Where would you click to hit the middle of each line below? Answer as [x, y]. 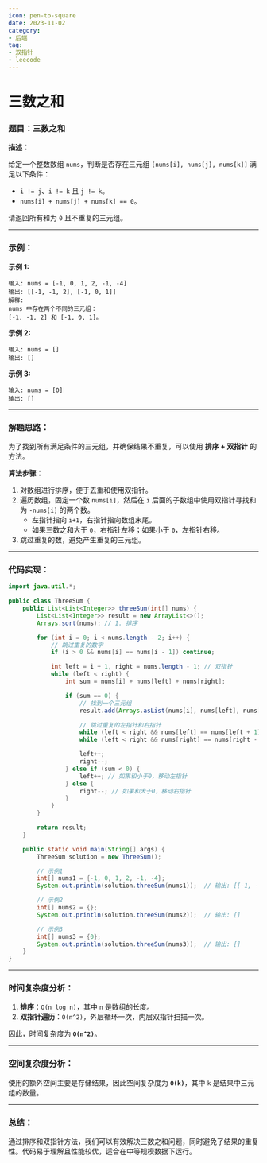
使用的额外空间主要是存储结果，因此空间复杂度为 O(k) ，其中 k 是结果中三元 [132, 1083]
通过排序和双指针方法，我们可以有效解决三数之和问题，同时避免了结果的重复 [133, 1142]
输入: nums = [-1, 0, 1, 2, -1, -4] [68, 283]
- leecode [25, 60]
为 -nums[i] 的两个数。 [57, 510]
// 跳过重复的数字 [77, 645]
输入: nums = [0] [36, 390]
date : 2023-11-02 [37, 23]
